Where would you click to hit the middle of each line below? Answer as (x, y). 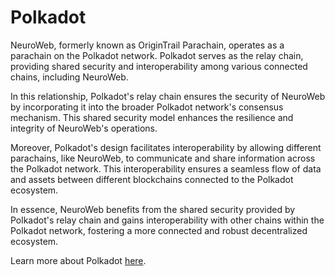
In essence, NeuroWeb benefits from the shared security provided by (153, 209)
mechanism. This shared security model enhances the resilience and (152, 117)
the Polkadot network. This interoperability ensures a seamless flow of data (166, 168)
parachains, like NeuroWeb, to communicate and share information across (163, 158)
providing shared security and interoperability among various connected (159, 66)
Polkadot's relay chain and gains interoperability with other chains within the (167, 220)
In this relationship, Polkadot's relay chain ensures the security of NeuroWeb (168, 96)
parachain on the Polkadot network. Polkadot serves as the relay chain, (157, 55)
